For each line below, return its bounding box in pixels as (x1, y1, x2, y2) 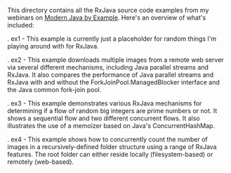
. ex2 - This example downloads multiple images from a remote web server (7, 56, 224, 64)
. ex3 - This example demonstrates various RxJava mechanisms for (7, 99, 202, 108)
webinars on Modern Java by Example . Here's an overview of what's (7, 13, 206, 22)
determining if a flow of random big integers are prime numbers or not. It (7, 107, 218, 115)
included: (7, 21, 34, 29)
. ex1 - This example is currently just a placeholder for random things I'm (7, 34, 216, 43)
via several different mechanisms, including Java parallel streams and (7, 63, 209, 71)
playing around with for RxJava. (7, 42, 100, 50)
